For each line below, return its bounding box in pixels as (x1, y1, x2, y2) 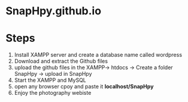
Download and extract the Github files (14, 58, 108, 65)
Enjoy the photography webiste (14, 89, 92, 97)
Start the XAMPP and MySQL (14, 76, 86, 84)
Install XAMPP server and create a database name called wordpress (14, 51, 183, 58)
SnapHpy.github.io (5, 4, 102, 18)
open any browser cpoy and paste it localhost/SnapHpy (14, 83, 154, 90)
